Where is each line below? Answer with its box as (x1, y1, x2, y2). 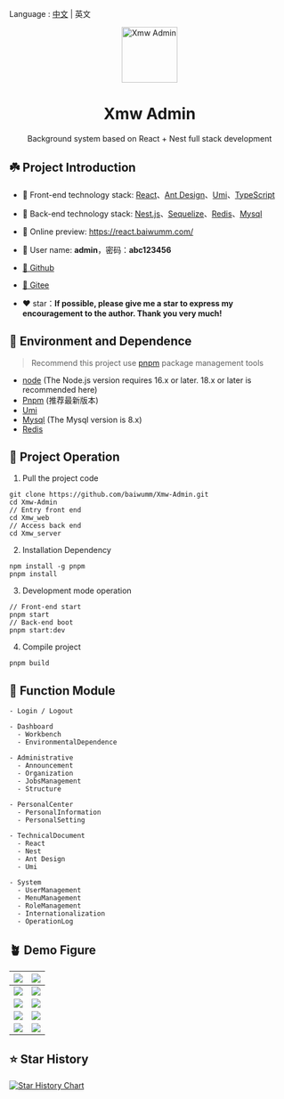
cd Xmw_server (9, 529, 62, 538)
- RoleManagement (17, 901, 82, 911)
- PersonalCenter (9, 801, 74, 810)
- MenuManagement (17, 894, 82, 903)
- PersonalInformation (17, 808, 101, 818)
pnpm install (9, 570, 58, 579)
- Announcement (17, 761, 74, 770)
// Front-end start (9, 603, 82, 612)
